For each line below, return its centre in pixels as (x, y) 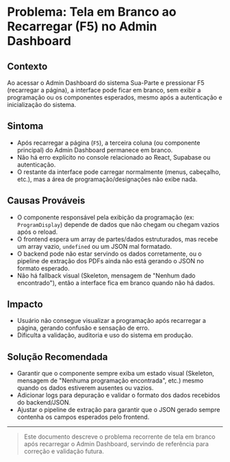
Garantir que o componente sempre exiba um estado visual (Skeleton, (115, 374)
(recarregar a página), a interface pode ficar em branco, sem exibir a (104, 90)
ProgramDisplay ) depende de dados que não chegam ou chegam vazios (118, 224)
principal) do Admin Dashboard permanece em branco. (95, 150)
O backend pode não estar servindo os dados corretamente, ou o (109, 254)
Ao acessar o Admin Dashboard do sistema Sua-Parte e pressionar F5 (106, 83)
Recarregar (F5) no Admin (82, 26)
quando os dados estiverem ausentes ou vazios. (85, 388)
